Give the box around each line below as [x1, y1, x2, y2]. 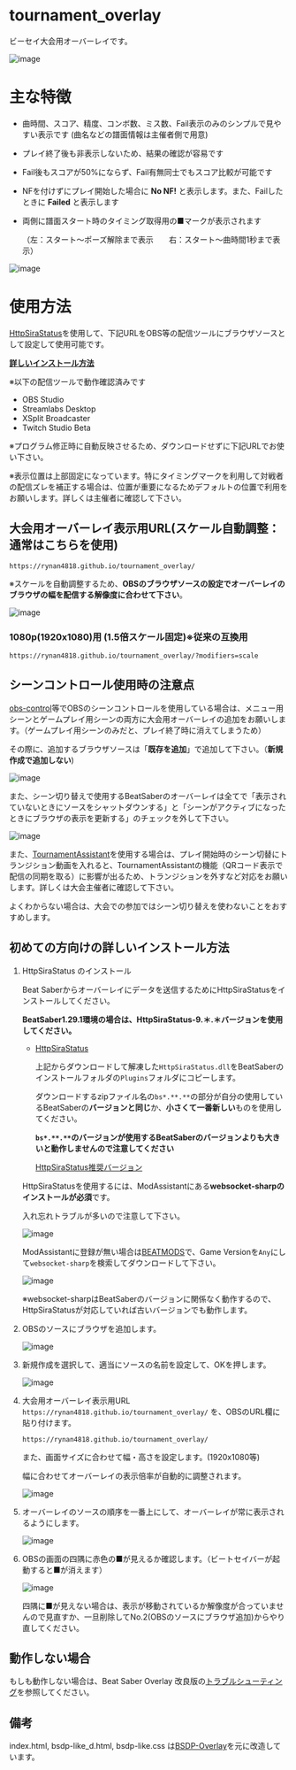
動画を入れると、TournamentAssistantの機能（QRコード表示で [55, 859, 284, 870]
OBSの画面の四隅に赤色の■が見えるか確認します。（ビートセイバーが [21, 1553, 273, 1564]
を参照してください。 [17, 1687, 95, 1697]
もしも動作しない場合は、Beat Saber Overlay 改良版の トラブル [9, 1676, 237, 1687]
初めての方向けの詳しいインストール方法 [9, 940, 230, 956]
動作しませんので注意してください [50, 1143, 175, 1153]
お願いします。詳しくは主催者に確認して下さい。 [9, 492, 187, 503]
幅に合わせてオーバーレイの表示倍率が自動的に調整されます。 [21, 1470, 247, 1481]
